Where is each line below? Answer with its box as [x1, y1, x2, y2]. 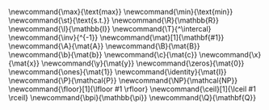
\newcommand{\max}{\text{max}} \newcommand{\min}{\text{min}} [8, 7, 233, 16]
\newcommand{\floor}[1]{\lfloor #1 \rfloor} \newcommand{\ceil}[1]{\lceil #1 [8, 84, 256, 94]
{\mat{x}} [8, 58, 40, 68]
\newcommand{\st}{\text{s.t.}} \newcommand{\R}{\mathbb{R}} [8, 15, 220, 25]
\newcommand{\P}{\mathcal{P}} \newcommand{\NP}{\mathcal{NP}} [8, 76, 238, 85]
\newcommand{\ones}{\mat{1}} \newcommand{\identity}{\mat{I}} [8, 67, 228, 76]
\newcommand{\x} [199, 50, 262, 59]
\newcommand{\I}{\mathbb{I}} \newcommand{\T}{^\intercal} [8, 24, 212, 33]
